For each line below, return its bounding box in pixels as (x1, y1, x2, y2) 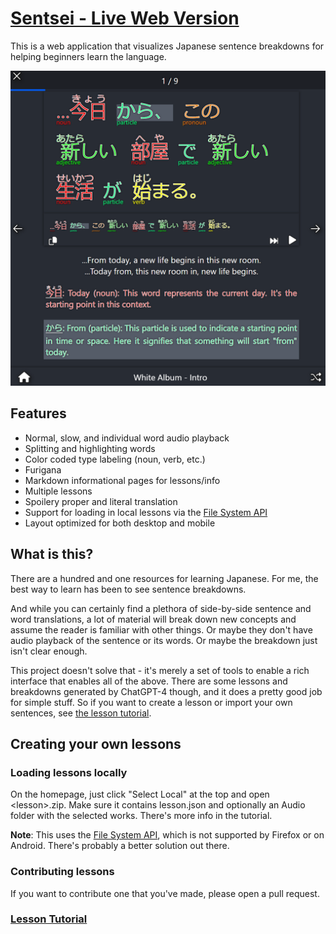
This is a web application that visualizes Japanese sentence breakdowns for (10, 40, 325, 52)
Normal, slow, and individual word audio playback (24, 432, 230, 444)
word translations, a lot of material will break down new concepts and (10, 613, 297, 625)
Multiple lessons (24, 485, 93, 497)
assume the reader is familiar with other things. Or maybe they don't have (10, 623, 313, 636)
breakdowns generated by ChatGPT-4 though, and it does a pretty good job (10, 685, 323, 697)
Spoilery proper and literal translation (24, 495, 178, 507)
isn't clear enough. (10, 645, 88, 657)
